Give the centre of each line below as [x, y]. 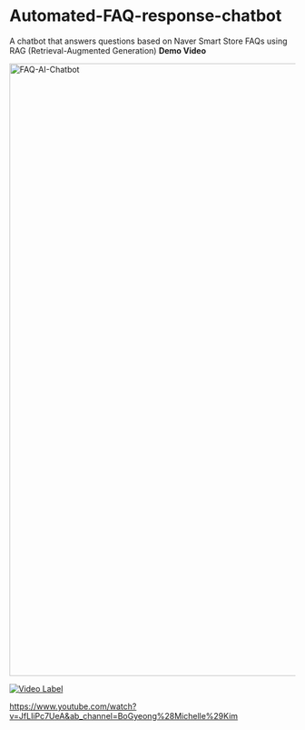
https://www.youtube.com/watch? [73, 706]
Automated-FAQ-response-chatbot [146, 16]
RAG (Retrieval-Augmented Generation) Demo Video [108, 50]
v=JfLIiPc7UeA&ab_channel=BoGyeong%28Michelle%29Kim [124, 715]
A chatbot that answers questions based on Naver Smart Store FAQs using [148, 41]
